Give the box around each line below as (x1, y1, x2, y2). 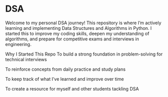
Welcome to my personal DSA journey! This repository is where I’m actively (5, 20, 161, 26)
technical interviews (5, 56, 47, 62)
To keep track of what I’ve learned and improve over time (5, 76, 124, 82)
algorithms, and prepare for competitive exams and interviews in (5, 36, 139, 42)
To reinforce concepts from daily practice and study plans (5, 66, 126, 72)
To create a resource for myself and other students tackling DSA (5, 85, 139, 91)
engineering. (5, 41, 32, 47)
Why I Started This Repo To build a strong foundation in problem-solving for (5, 51, 163, 57)
